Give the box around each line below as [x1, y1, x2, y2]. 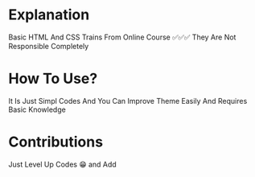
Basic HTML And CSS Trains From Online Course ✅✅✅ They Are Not [8, 32, 236, 42]
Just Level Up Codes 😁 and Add [8, 159, 117, 169]
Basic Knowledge [8, 105, 66, 114]
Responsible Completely [8, 41, 89, 51]
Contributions [8, 133, 103, 151]
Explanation [8, 6, 90, 24]
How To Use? [8, 70, 98, 88]
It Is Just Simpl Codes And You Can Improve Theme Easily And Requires [8, 96, 248, 105]
